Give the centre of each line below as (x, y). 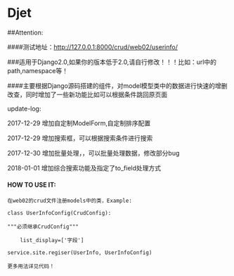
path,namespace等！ (38, 70)
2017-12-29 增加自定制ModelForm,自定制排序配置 (79, 123)
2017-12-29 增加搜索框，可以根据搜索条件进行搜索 (80, 138)
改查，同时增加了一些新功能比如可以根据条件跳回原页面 (87, 94)
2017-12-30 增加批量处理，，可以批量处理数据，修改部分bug (93, 153)
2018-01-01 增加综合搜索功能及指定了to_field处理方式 (84, 168)
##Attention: (25, 32)
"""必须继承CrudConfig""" (43, 227)
